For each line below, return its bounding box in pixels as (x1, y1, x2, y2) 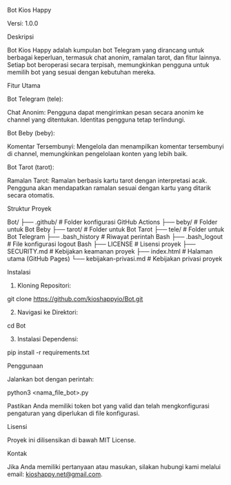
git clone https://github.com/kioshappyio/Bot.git (7, 295, 143, 303)
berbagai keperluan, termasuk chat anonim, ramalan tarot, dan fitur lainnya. (7, 53, 221, 61)
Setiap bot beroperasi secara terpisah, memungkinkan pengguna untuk (7, 61, 210, 68)
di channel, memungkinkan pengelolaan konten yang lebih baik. (7, 150, 188, 158)
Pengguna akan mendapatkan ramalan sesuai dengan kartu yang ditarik (7, 184, 212, 192)
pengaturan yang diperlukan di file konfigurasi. (7, 409, 140, 417)
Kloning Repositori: (17, 281, 71, 289)
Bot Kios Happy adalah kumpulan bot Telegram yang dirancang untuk (7, 46, 205, 54)
